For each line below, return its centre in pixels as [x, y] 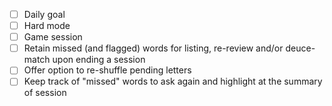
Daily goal [44, 14]
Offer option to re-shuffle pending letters [107, 70]
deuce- [300, 48]
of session [45, 93]
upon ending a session [99, 60]
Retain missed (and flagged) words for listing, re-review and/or [153, 48]
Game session [53, 37]
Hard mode [47, 26]
